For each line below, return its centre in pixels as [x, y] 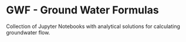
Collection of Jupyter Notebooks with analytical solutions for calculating [93, 26]
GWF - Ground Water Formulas [83, 10]
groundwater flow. [28, 32]
